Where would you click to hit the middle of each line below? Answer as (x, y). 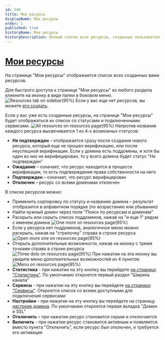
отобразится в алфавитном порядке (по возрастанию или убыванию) (85, 206)
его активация (27, 332)
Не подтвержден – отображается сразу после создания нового (80, 140)
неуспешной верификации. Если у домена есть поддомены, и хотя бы (86, 151)
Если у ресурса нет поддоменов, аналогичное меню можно (75, 228)
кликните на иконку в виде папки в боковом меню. (59, 95)
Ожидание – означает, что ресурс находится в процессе (72, 167)
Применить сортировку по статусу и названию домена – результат (83, 201)
